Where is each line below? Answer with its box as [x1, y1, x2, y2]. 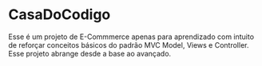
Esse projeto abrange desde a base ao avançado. [8, 49, 172, 58]
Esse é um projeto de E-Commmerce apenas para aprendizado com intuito [8, 32, 254, 41]
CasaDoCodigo [8, 6, 111, 24]
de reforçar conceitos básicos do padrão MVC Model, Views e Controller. [8, 40, 249, 49]
